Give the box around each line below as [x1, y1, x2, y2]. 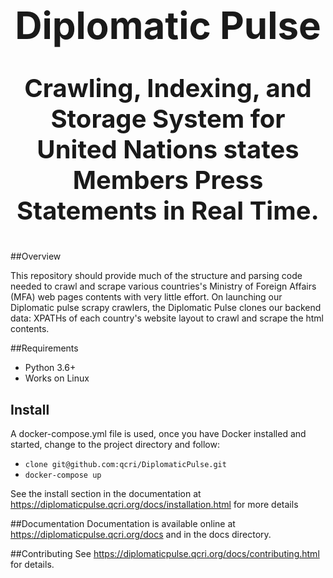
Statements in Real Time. [16, 195, 320, 227]
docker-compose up [24, 470, 102, 480]
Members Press [72, 164, 264, 196]
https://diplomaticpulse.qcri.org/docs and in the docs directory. [10, 529, 272, 540]
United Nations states [36, 134, 300, 166]
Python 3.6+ [24, 362, 77, 374]
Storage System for [50, 103, 286, 135]
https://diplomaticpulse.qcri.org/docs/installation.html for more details [10, 499, 299, 510]
